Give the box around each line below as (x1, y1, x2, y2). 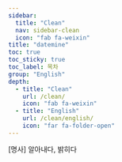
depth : (8, 77, 30, 85)
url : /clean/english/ (22, 115, 93, 122)
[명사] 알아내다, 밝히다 (8, 144, 78, 154)
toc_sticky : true (8, 56, 66, 64)
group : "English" (8, 70, 66, 78)
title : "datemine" (8, 41, 69, 49)
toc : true (8, 48, 41, 56)
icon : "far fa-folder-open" (22, 122, 115, 130)
